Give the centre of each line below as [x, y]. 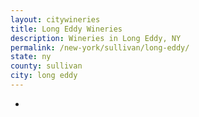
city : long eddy [44, 76]
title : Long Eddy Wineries [66, 29]
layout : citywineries [55, 19]
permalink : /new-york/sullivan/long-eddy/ [100, 47]
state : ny [31, 57]
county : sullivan [46, 66]
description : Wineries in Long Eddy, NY [96, 38]
